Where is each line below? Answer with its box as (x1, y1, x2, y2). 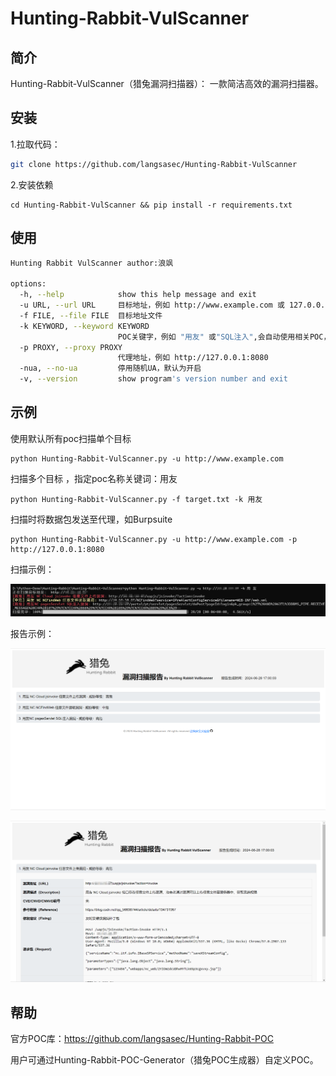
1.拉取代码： (10, 138, 61, 150)
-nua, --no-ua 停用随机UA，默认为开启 (19, 363, 202, 374)
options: (10, 279, 47, 289)
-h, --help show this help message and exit (19, 290, 257, 300)
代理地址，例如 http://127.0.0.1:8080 (117, 353, 269, 363)
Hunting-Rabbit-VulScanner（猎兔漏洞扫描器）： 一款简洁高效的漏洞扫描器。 (10, 78, 324, 89)
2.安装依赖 (10, 178, 54, 191)
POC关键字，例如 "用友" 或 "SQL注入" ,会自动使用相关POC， (117, 332, 332, 342)
